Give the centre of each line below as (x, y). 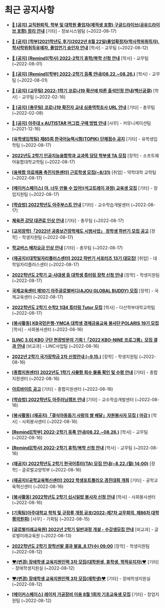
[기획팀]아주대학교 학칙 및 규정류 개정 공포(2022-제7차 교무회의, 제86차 (81, 513)
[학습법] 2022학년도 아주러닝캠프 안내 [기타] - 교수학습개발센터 (73, 399)
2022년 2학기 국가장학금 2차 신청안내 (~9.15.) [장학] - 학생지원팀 (75, 356)
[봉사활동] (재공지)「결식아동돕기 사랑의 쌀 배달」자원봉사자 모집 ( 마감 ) (81, 415)
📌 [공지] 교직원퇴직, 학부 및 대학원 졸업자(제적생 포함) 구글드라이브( (76, 25)
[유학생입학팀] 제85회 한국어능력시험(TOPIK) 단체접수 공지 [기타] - (76, 139)
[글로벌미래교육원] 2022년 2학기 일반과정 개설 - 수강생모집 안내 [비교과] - (82, 529)
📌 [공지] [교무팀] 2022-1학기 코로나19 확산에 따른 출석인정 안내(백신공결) (82, 91)
